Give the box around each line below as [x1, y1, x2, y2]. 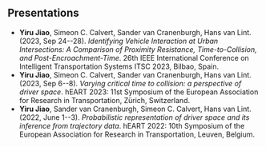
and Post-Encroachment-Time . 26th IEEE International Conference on [18, 53, 249, 62]
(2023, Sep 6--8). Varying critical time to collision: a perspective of [18, 78, 242, 88]
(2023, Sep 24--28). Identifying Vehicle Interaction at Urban [18, 36, 219, 46]
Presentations [7, 6, 79, 20]
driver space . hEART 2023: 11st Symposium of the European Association [18, 87, 259, 97]
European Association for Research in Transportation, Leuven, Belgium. [18, 129, 256, 139]
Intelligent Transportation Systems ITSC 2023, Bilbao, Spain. [18, 62, 220, 71]
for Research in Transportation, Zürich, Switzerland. [18, 95, 190, 105]
